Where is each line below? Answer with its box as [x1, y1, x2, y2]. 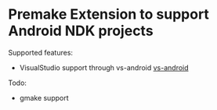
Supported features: [8, 48, 73, 57]
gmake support [19, 93, 69, 102]
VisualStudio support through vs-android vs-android [19, 62, 190, 72]
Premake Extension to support [8, 5, 210, 23]
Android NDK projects [8, 22, 154, 40]
